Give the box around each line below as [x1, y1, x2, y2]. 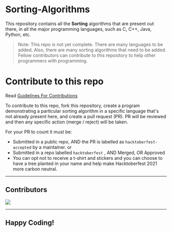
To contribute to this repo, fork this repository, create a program [5, 102, 140, 109]
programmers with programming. [17, 57, 88, 64]
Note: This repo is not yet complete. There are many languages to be [17, 41, 163, 47]
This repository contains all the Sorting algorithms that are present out [5, 20, 155, 27]
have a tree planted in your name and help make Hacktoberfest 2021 [12, 160, 157, 166]
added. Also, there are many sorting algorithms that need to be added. [17, 47, 166, 53]
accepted [12, 145, 32, 150]
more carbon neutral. [12, 165, 58, 172]
